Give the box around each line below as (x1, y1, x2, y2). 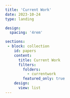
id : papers (14, 48, 36, 53)
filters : (18, 62, 36, 67)
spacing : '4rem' (9, 30, 43, 35)
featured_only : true (23, 76, 65, 81)
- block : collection (7, 44, 50, 49)
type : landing (5, 16, 35, 21)
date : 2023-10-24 (5, 12, 41, 17)
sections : (5, 39, 26, 44)
